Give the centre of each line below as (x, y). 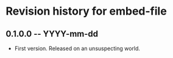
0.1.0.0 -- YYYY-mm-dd (52, 34)
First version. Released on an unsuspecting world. (77, 48)
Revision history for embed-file (86, 11)
